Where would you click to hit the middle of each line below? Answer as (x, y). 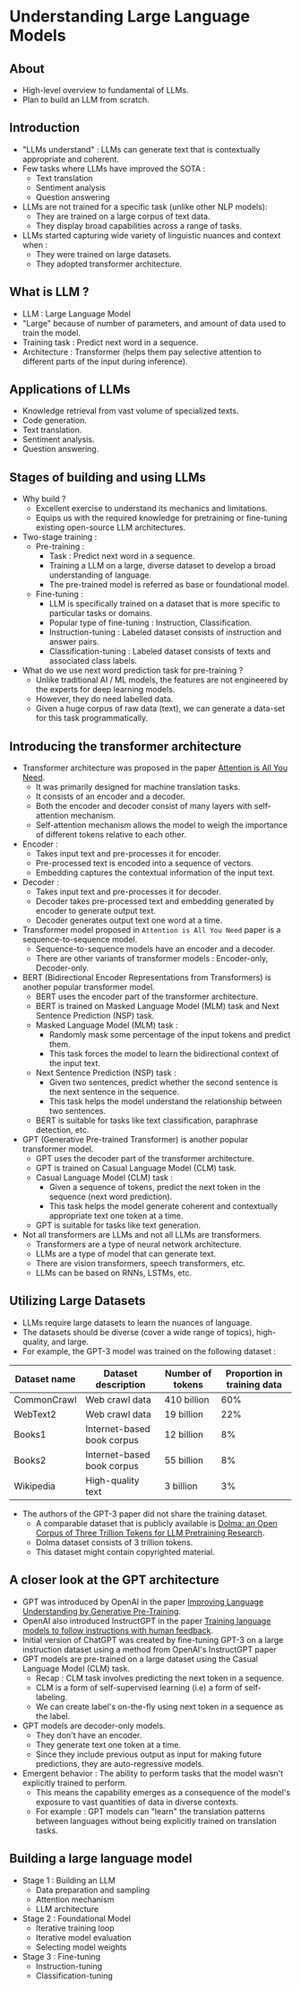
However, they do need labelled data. (104, 699)
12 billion (184, 1434)
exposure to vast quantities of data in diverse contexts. (137, 1802)
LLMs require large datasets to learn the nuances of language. (137, 1322)
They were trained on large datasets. (103, 254)
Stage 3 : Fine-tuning (61, 1956)
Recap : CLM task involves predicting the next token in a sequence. (160, 1678)
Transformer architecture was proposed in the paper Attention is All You (155, 768)
